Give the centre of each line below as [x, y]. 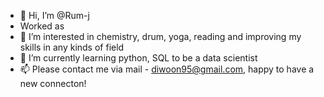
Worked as [42, 26]
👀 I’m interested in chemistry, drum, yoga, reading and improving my [160, 36]
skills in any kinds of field [72, 47]
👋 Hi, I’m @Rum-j [54, 15]
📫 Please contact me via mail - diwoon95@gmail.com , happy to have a [167, 69]
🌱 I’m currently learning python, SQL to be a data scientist [138, 58]
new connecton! [53, 83]
